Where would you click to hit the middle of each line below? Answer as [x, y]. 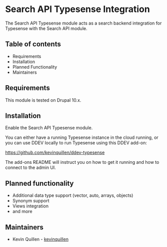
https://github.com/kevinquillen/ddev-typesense [55, 153]
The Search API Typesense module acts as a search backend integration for [83, 23]
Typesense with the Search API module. [46, 28]
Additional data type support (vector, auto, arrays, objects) [73, 195]
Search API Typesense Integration [77, 9]
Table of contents [33, 44]
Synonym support [31, 201]
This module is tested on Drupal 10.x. [43, 100]
